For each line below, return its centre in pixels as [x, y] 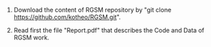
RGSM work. [31, 37]
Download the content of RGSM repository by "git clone [92, 10]
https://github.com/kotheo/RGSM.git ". [67, 17]
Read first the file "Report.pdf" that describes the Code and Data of [109, 30]
